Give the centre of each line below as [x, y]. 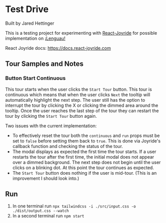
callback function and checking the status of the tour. [68, 146]
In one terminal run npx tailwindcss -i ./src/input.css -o [74, 206]
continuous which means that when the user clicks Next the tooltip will [78, 95]
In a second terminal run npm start [48, 216]
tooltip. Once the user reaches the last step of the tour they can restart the [82, 110]
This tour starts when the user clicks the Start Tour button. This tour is [78, 89]
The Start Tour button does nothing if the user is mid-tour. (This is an [85, 173]
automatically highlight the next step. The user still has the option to [75, 100]
